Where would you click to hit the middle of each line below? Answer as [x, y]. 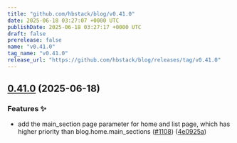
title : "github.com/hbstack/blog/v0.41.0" [71, 14]
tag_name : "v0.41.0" [38, 54]
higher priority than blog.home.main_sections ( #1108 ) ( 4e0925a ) [112, 132]
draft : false [27, 34]
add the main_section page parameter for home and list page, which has [124, 124]
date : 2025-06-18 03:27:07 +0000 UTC [63, 21]
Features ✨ [27, 109]
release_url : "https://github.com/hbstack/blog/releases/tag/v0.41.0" [114, 60]
